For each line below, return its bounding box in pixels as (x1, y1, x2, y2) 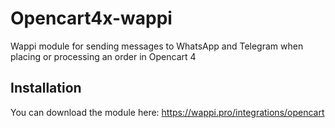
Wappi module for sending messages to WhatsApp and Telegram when (10, 40, 304, 52)
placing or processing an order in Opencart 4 (10, 50, 197, 62)
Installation (10, 80, 82, 97)
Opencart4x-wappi (10, 7, 173, 30)
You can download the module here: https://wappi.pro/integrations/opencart (10, 106, 325, 118)
